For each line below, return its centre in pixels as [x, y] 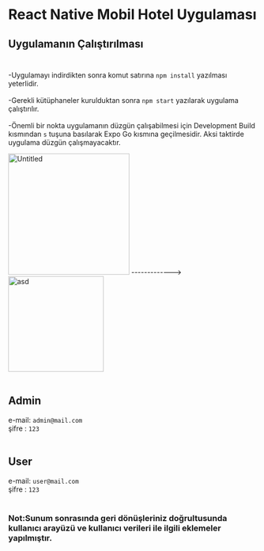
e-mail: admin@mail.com [45, 420]
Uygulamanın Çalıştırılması [76, 44]
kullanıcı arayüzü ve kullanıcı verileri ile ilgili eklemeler [115, 528]
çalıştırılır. [24, 109]
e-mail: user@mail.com [43, 481]
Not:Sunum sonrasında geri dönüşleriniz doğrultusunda [118, 518]
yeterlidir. [24, 84]
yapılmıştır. [30, 538]
